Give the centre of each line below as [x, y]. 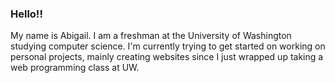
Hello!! [26, 14]
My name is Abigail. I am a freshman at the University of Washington [151, 36]
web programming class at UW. [75, 68]
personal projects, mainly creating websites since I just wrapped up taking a [167, 57]
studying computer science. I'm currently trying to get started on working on [168, 46]
